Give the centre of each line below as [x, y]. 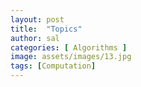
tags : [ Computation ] [53, 66]
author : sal [35, 38]
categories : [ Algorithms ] [69, 47]
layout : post [37, 19]
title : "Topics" [46, 29]
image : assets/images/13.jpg [71, 57]
